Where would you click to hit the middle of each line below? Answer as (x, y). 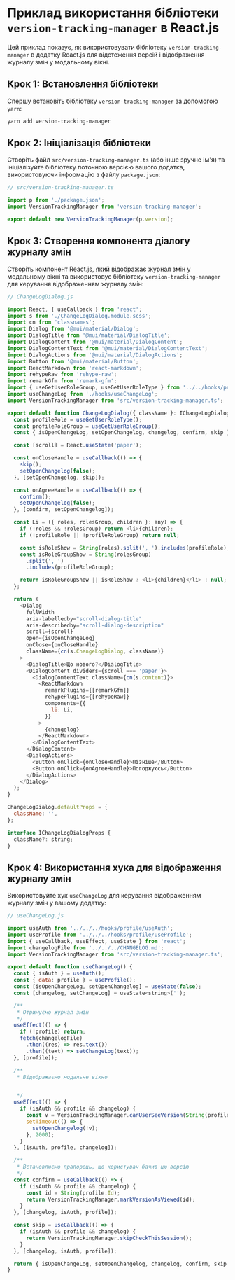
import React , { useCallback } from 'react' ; (74, 309)
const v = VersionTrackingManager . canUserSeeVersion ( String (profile (128, 1115)
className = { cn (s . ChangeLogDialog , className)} (95, 651)
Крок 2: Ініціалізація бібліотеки (79, 143)
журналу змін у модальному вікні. (58, 62)
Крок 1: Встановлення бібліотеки (83, 84)
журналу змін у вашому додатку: (57, 903)
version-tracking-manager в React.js (113, 28)
